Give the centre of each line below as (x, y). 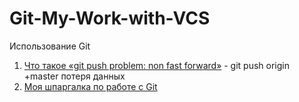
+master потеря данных (74, 76)
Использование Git (50, 46)
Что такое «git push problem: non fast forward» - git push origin (157, 65)
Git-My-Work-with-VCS (110, 18)
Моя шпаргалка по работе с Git (90, 86)
